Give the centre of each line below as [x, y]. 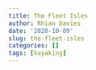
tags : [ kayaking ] [38, 53]
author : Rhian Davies [45, 23]
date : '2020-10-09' [41, 31]
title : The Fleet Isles [48, 16]
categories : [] [34, 46]
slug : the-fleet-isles [46, 38]
